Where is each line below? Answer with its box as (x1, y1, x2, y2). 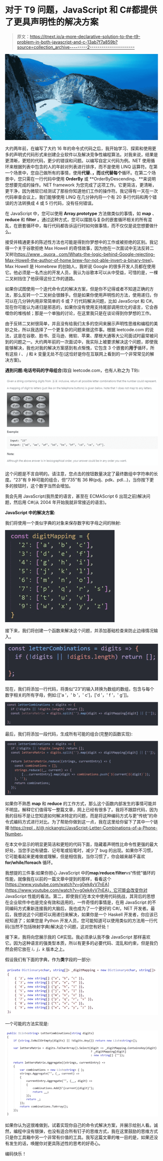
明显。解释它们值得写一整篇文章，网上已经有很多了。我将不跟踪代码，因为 (9, 806, 158, 812)
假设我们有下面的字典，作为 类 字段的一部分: (5, 956, 92, 962)
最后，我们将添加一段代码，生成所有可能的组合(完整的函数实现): (5, 731, 133, 737)
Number (5, 831, 22, 837)
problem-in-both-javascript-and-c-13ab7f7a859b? (16, 39, 118, 45)
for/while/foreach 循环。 (5, 859, 56, 865)
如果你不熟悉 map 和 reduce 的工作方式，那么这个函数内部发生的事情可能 (5, 801, 153, 806)
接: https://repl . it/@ (5, 825, 45, 831)
